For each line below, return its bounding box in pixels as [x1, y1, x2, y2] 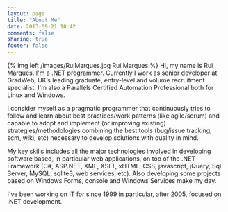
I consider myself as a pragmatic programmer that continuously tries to [7, 105, 211, 112]
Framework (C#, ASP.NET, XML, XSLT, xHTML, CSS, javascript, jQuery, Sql [7, 162, 222, 170]
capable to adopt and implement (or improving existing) [7, 119, 167, 127]
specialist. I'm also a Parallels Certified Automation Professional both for [7, 84, 214, 91]
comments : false [7, 29, 54, 37]
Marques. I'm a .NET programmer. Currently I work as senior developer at [7, 69, 218, 77]
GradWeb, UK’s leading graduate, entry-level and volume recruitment [7, 76, 205, 84]
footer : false [7, 42, 49, 49]
